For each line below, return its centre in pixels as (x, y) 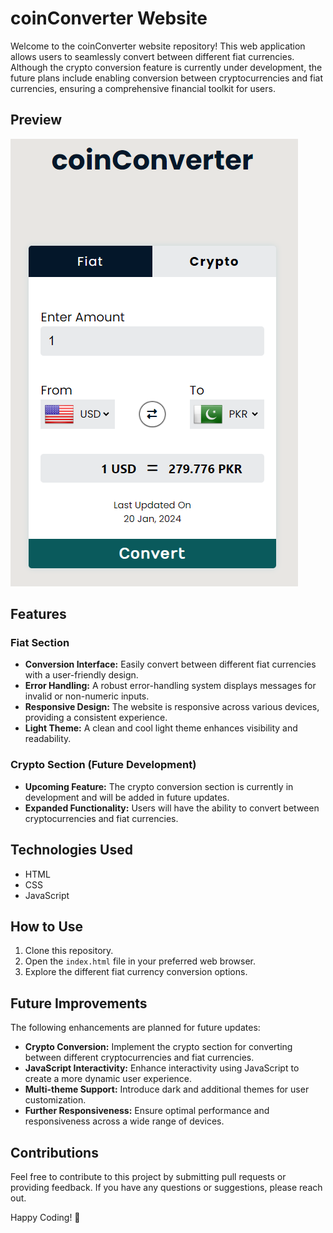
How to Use (47, 926)
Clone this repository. (69, 951)
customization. (55, 1100)
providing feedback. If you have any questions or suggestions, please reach (166, 1187)
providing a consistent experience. (96, 718)
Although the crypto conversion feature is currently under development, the (166, 67)
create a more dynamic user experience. (108, 1079)
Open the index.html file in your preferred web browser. (140, 961)
